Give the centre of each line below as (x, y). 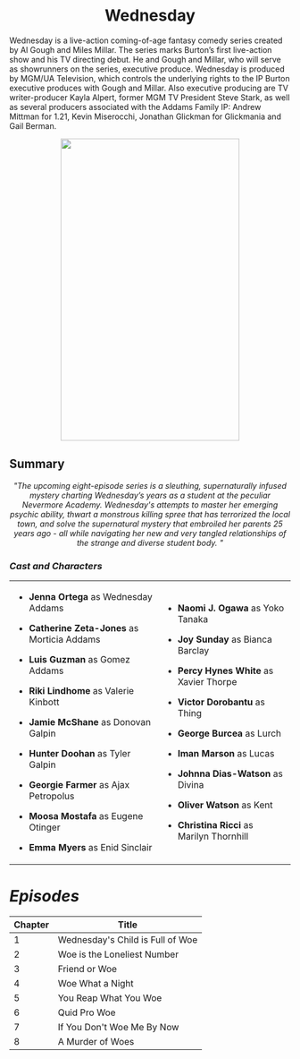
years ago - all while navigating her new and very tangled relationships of (150, 533)
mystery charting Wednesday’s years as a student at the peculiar (150, 495)
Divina (191, 785)
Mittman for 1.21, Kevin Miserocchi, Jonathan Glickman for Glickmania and (145, 116)
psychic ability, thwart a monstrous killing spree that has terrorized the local (150, 514)
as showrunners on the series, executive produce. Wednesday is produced (147, 69)
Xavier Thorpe (207, 682)
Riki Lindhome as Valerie (82, 691)
